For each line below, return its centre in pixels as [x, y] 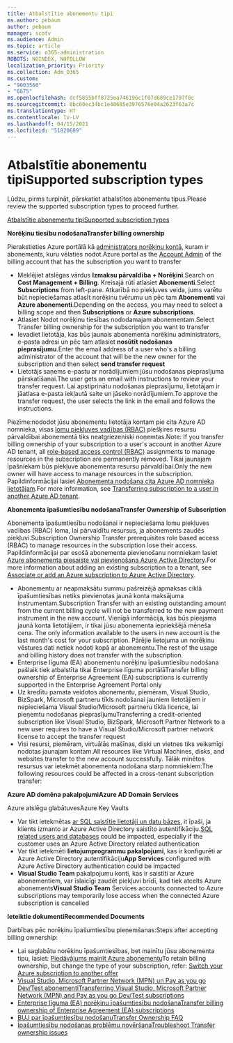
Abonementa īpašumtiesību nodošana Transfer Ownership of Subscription [117, 510]
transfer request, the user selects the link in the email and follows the [116, 401]
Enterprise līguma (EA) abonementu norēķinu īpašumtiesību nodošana [118, 662]
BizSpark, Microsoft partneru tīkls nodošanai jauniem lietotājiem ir [112, 700]
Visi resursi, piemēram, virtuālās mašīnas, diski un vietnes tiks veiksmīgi [120, 744]
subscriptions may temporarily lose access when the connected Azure [118, 896]
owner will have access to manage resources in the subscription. [100, 474]
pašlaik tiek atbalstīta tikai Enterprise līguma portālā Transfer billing [113, 670]
